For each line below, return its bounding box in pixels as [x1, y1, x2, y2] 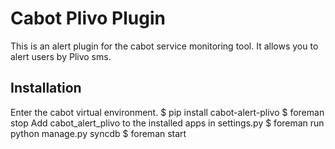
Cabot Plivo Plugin [10, 7, 166, 30]
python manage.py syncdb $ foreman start [10, 127, 187, 139]
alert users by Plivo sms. [10, 50, 112, 62]
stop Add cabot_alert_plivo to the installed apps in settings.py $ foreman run [10, 117, 325, 129]
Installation [10, 80, 82, 97]
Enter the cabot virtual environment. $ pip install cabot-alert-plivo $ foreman [10, 106, 325, 118]
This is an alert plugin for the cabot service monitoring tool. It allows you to [10, 40, 319, 52]
